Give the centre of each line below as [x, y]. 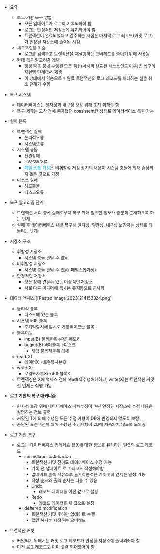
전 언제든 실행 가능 [34, 385]
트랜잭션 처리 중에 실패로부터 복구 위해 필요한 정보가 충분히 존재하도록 [83, 213]
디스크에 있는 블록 [41, 315]
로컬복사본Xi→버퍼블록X [47, 373]
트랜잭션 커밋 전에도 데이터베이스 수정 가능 [72, 462]
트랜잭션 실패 [29, 131]
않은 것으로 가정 [44, 174]
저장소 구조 [20, 241]
